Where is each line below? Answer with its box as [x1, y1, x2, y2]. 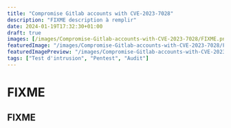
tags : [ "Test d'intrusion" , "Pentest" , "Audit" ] [7, 55, 149, 62]
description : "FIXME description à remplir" [7, 17, 137, 23]
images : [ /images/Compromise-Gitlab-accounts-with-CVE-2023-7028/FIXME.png [7, 36, 229, 43]
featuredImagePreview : [7, 49, 72, 56]
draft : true [7, 29, 41, 36]
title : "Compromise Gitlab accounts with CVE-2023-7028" [7, 10, 174, 17]
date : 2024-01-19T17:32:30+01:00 [7, 23, 103, 30]
